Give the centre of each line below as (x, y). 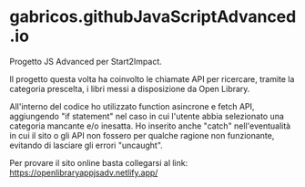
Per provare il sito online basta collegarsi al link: (99, 162)
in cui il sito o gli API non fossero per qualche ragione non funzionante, (142, 135)
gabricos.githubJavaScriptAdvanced (153, 17)
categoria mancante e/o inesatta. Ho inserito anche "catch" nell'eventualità (150, 126)
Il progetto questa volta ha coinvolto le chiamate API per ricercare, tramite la (152, 78)
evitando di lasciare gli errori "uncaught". (86, 145)
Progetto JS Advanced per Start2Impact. (86, 61)
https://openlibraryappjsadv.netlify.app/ (84, 172)
